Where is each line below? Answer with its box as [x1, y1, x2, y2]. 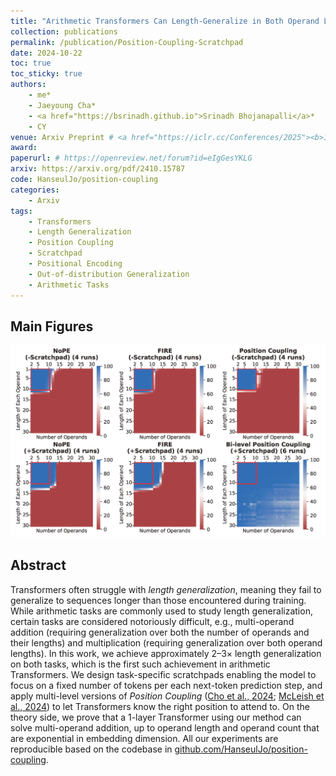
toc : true [10, 58, 52, 69]
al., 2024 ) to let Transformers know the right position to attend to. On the [10, 700, 310, 712]
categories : [10, 185, 60, 195]
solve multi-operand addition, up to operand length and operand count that [10, 721, 320, 734]
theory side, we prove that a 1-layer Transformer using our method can [10, 711, 302, 723]
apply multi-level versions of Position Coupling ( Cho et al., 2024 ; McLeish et [10, 690, 325, 702]
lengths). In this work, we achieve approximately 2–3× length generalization [10, 647, 322, 659]
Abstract [10, 557, 67, 574]
